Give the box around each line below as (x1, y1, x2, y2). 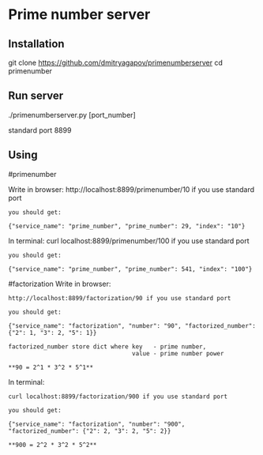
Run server (8, 89, 64, 103)
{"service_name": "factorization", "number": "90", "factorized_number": (8, 322, 257, 329)
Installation (8, 37, 65, 51)
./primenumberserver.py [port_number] (8, 110, 136, 119)
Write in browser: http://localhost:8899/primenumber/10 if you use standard (8, 184, 255, 194)
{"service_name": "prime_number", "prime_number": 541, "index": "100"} (8, 265, 253, 273)
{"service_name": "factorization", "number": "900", (8, 420, 186, 428)
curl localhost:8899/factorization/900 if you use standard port (8, 393, 227, 400)
